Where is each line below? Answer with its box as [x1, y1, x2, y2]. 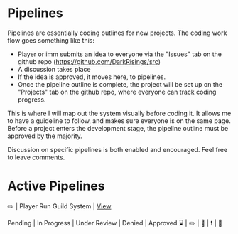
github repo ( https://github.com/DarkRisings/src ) [17, 57, 161, 65]
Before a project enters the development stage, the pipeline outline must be [7, 124, 229, 132]
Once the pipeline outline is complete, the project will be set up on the [17, 80, 222, 88]
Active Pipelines [7, 178, 105, 194]
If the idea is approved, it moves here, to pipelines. [17, 73, 166, 81]
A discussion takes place [17, 65, 91, 73]
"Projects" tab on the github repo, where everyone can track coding [17, 87, 217, 96]
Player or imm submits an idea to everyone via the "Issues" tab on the [17, 50, 222, 58]
